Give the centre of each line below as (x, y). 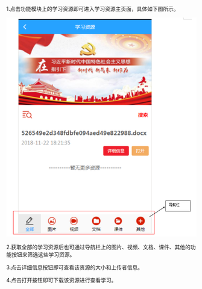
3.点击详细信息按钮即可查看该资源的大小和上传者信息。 (75, 267)
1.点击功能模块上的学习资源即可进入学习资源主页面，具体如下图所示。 (93, 9)
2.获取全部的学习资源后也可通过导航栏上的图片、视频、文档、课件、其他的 (99, 247)
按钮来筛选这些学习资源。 (43, 254)
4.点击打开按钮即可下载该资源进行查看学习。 (62, 280)
